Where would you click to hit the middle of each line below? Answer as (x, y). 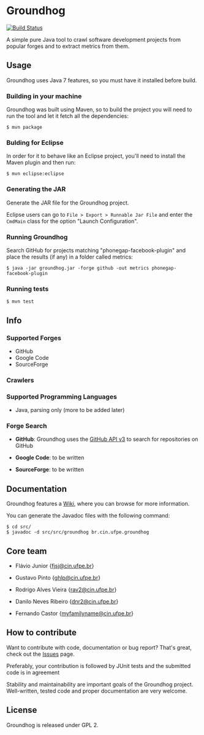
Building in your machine (44, 96)
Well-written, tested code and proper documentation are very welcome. (97, 691)
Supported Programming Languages (62, 397)
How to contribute (42, 633)
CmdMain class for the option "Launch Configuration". (72, 221)
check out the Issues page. (40, 654)
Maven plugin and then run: (41, 163)
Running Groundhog (37, 237)
